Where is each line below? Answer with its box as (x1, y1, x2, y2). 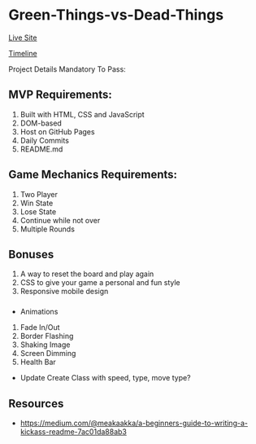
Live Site (8, 33, 37, 42)
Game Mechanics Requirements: (8, 168, 177, 182)
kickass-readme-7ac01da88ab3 (20, 427, 128, 437)
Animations (20, 307, 59, 317)
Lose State (20, 206, 57, 217)
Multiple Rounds (20, 224, 76, 234)
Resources (8, 397, 64, 411)
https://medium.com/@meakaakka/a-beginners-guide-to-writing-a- (20, 418, 248, 429)
